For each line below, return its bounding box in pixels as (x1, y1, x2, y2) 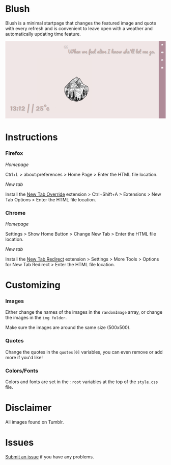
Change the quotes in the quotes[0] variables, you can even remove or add (5, 348, 163, 355)
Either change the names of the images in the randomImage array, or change (5, 309, 163, 315)
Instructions (5, 131, 58, 143)
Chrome (5, 209, 26, 216)
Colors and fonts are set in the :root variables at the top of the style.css (5, 379, 158, 385)
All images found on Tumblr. (5, 418, 64, 425)
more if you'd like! (5, 354, 43, 360)
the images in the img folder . (5, 315, 67, 321)
